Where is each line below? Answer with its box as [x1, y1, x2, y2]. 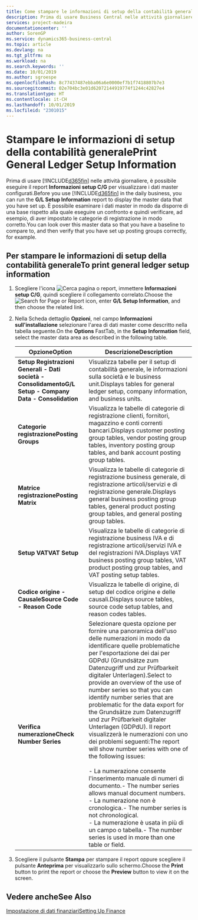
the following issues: [88, 753, 146, 761]
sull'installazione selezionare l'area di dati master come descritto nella [14, 321, 187, 328]
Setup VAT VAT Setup [17, 549, 78, 557]
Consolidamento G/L [17, 380, 75, 388]
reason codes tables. [88, 610, 147, 618]
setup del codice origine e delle [88, 588, 176, 596]
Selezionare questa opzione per [88, 620, 177, 628]
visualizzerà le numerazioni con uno [88, 730, 189, 738]
